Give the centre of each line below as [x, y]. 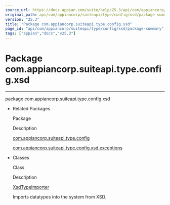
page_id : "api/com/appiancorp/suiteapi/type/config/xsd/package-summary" [85, 29]
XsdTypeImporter [31, 187]
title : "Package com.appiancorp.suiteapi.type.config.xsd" [69, 24]
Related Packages [31, 108]
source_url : [18, 10]
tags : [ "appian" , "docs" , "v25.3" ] [40, 33]
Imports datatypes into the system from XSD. [59, 197]
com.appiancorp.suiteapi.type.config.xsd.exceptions [68, 148]
